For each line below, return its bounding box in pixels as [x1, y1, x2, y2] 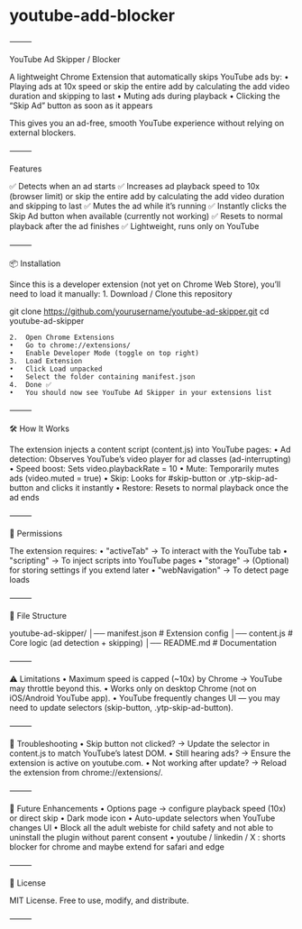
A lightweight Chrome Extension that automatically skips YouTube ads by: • [9, 71, 289, 82]
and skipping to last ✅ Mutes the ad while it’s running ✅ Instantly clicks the [9, 200, 287, 211]
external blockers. [9, 127, 77, 138]
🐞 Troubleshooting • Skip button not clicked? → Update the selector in [9, 738, 270, 749]
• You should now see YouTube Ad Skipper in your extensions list [9, 388, 272, 397]
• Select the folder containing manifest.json [9, 372, 196, 382]
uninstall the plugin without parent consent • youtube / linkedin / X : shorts [9, 832, 286, 842]
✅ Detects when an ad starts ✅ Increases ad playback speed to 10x [9, 180, 260, 191]
